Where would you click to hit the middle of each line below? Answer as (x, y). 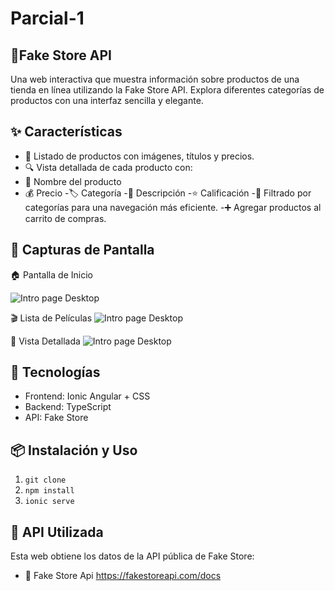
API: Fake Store (56, 418)
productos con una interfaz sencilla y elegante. (107, 100)
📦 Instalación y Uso (74, 450)
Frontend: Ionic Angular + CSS (87, 396)
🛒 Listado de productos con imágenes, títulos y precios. (139, 156)
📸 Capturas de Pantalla (82, 250)
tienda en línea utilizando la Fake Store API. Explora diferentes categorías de (167, 90)
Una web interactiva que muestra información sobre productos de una (155, 79)
